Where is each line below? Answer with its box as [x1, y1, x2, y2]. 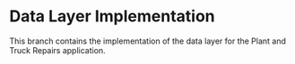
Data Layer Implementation [9, 6, 215, 27]
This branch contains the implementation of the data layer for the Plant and [9, 36, 287, 46]
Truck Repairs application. [9, 44, 106, 55]
